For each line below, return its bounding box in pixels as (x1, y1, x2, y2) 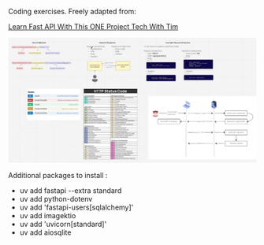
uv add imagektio (19, 211, 76, 221)
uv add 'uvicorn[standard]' (19, 220, 107, 229)
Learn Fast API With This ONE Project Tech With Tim (8, 22, 179, 31)
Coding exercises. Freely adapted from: (8, 7, 136, 16)
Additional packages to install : (8, 171, 108, 180)
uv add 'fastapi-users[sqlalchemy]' (19, 202, 134, 212)
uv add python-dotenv (19, 195, 93, 204)
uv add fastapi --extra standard (19, 186, 122, 195)
